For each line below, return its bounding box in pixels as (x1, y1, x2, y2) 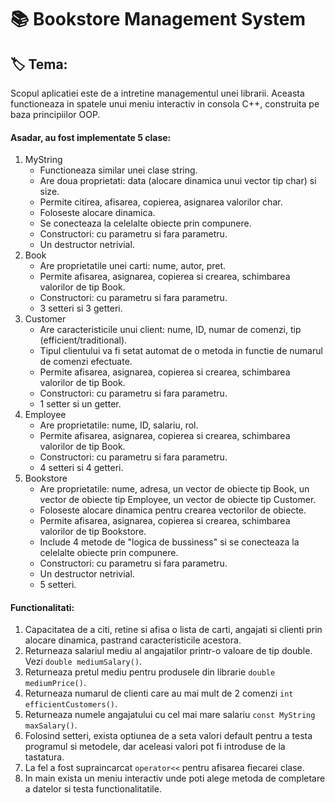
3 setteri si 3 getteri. (39, 302, 123, 315)
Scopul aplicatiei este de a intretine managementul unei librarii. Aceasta (10, 87, 305, 99)
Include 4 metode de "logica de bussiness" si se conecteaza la (39, 536, 300, 548)
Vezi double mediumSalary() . (24, 656, 143, 668)
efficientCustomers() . (24, 698, 118, 710)
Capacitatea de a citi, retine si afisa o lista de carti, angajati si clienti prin (24, 624, 323, 636)
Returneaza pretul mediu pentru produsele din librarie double (24, 666, 276, 678)
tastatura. (24, 751, 65, 763)
